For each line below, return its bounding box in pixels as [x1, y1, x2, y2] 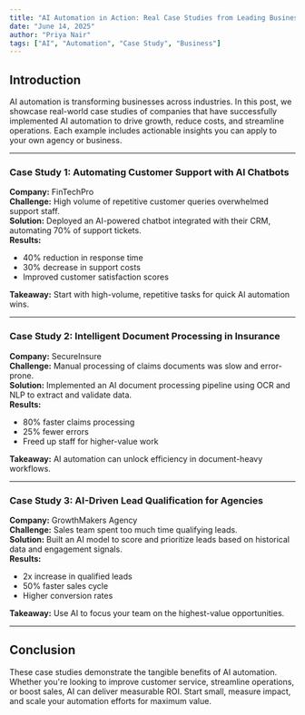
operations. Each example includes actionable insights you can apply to [9, 125, 277, 136]
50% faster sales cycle [22, 580, 109, 591]
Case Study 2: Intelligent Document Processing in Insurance [9, 330, 280, 343]
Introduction [9, 72, 82, 87]
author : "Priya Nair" [9, 30, 92, 39]
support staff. [9, 206, 61, 217]
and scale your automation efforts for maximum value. [9, 695, 212, 706]
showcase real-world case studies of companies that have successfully [9, 106, 278, 117]
